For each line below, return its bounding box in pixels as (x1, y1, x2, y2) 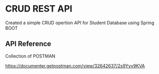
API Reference (5, 40, 51, 48)
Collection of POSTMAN (5, 53, 56, 59)
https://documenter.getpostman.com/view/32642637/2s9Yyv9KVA (5, 62, 145, 68)
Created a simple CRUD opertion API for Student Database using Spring (5, 20, 154, 26)
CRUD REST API (5, 3, 73, 15)
